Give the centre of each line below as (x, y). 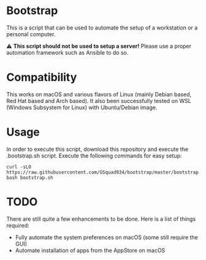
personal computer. (31, 34)
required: (18, 225)
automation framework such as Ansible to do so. (67, 52)
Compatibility (42, 78)
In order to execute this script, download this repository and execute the (97, 149)
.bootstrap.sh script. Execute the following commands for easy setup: (94, 155)
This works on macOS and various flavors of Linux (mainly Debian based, (99, 94)
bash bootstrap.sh (30, 178)
